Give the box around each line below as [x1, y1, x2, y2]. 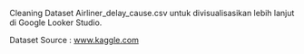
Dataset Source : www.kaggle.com [9, 35, 139, 45]
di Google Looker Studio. [9, 17, 103, 28]
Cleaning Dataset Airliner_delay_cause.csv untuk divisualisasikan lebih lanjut [9, 8, 295, 18]
